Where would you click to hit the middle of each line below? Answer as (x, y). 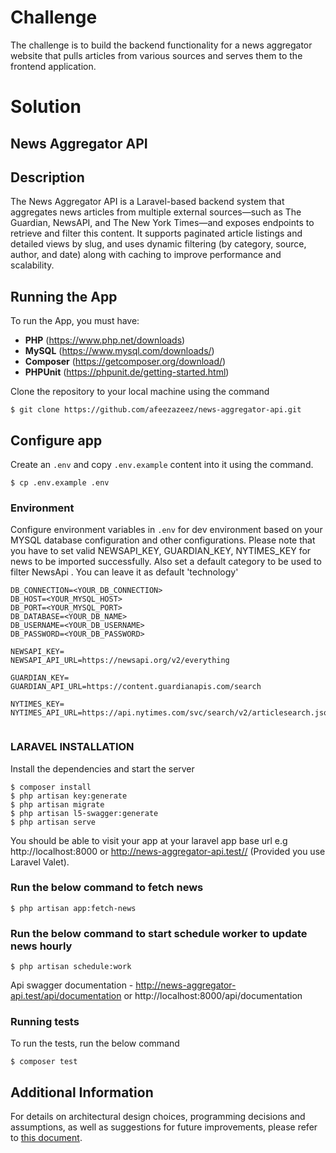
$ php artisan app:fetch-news (73, 908)
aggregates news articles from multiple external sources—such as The (156, 212)
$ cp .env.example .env (60, 482)
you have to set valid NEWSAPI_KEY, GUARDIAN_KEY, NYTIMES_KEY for (161, 551)
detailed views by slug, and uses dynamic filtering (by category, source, (158, 244)
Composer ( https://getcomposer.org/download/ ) (125, 362)
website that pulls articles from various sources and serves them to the (156, 55)
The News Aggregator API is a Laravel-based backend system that (147, 202)
